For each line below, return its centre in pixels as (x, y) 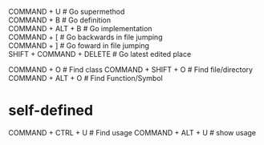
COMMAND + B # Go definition (59, 20)
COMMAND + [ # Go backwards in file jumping (85, 37)
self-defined (51, 111)
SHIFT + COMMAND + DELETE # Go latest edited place (100, 54)
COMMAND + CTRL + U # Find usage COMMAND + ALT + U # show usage (132, 132)
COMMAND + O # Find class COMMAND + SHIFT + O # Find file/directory (131, 70)
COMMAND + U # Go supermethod (67, 12)
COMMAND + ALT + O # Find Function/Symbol (85, 78)
